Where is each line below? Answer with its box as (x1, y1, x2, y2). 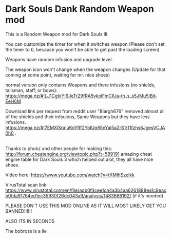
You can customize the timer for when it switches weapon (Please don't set (5, 41, 165, 47)
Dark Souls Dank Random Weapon (5, 3, 154, 15)
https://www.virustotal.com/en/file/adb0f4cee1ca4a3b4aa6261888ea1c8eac (5, 187, 167, 193)
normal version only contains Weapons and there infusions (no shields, (5, 82, 156, 88)
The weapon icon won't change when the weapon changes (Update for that (5, 66, 166, 72)
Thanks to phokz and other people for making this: (5, 145, 112, 152)
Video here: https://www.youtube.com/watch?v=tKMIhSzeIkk (5, 172, 135, 178)
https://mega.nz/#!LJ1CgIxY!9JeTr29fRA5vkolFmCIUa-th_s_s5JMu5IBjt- (5, 93, 158, 99)
